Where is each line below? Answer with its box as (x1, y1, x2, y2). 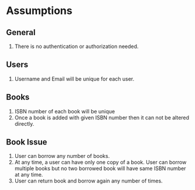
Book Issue (6, 137, 47, 147)
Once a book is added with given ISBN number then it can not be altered (14, 114, 189, 121)
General (6, 27, 36, 37)
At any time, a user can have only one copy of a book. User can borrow (14, 159, 187, 166)
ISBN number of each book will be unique (14, 108, 115, 115)
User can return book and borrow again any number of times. (14, 177, 163, 185)
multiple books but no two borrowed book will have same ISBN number (14, 165, 186, 172)
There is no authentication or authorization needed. (14, 43, 139, 50)
